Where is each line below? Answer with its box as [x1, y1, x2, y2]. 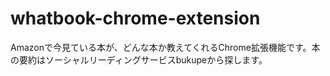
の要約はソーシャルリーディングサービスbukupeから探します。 [10, 53, 268, 66]
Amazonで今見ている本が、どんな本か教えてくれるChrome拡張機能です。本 [10, 41, 321, 53]
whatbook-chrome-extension [10, 7, 261, 30]
